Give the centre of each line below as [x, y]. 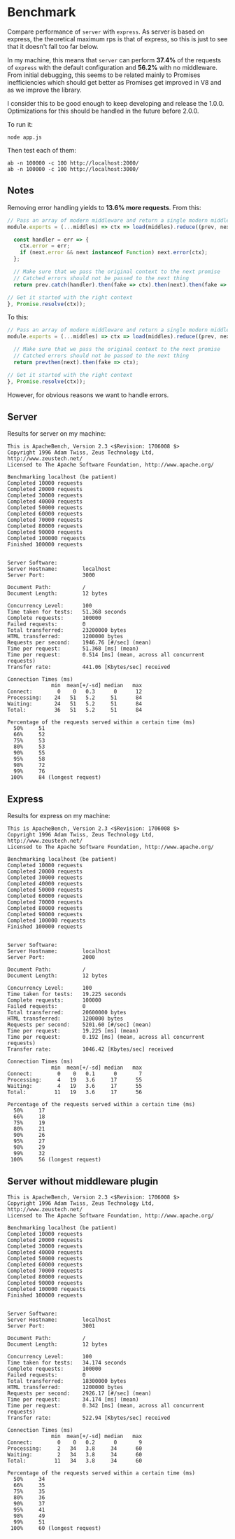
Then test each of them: [42, 150]
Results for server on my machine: [57, 434]
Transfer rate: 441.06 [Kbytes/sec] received [89, 667]
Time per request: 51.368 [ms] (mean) [73, 649]
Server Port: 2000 [51, 958]
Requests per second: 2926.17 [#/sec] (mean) [79, 1393]
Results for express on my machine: [59, 816]
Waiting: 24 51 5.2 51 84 [74, 704]
